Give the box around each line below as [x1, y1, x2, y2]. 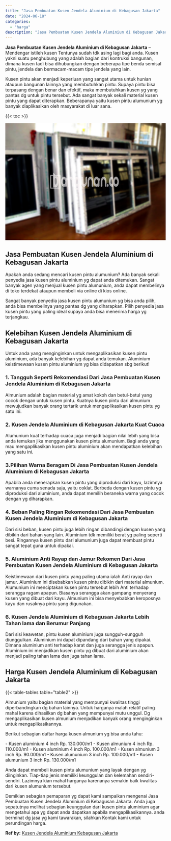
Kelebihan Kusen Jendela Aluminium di [5, 329, 132, 337]
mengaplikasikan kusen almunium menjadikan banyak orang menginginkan [5, 715, 163, 722]
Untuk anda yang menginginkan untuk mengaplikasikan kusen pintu [5, 350, 148, 357]
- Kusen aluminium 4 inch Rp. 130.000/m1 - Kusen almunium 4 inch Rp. [5, 740, 154, 747]
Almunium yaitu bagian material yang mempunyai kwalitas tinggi [5, 699, 140, 705]
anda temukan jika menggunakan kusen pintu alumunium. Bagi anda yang [5, 438, 160, 444]
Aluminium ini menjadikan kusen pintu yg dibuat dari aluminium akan [5, 648, 149, 654]
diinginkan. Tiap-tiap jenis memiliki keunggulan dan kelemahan [5, 772, 137, 778]
